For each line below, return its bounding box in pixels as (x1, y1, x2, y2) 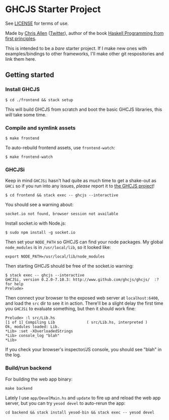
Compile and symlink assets (5, 124, 76, 131)
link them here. (5, 56, 36, 62)
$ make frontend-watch (5, 154, 53, 159)
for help (5, 282, 24, 287)
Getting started (5, 71, 54, 79)
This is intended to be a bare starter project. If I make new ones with (5, 45, 147, 51)
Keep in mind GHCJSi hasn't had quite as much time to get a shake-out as (5, 178, 156, 184)
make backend (5, 386, 33, 391)
